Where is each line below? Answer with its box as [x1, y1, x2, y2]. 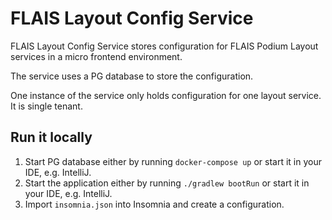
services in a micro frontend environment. [10, 50, 183, 62]
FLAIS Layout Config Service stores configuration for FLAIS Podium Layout [10, 40, 319, 52]
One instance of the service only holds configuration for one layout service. [10, 89, 322, 101]
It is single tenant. [10, 100, 83, 112]
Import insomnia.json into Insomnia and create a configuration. [24, 198, 285, 210]
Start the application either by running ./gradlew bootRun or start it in [24, 177, 310, 189]
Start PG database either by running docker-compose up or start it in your [24, 155, 322, 167]
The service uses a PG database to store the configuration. [10, 70, 254, 82]
